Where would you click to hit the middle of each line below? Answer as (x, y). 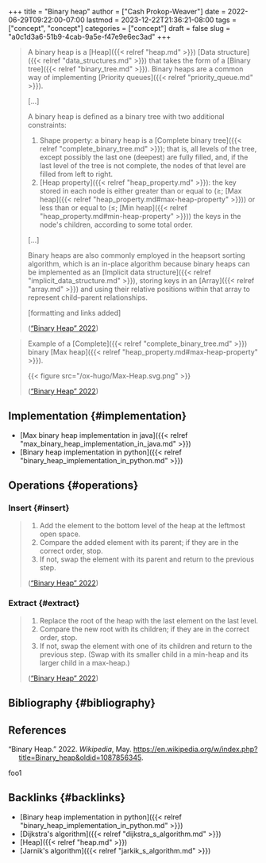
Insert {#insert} (39, 508)
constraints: (47, 125)
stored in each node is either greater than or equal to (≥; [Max (141, 191)
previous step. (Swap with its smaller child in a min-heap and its (144, 654)
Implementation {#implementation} (98, 416)
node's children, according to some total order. (116, 224)
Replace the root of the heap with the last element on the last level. (149, 620)
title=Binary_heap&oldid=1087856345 (80, 758)
